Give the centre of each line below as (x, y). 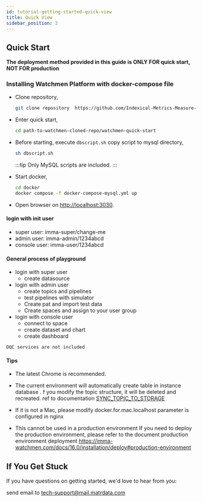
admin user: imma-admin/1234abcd (59, 238)
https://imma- (96, 441)
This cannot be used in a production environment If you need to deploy (103, 428)
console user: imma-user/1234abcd (59, 245)
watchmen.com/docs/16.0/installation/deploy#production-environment (103, 448)
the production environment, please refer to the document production (101, 434)
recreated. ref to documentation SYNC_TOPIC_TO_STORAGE (90, 398)
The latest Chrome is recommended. (60, 374)
